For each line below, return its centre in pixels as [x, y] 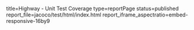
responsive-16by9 [28, 21]
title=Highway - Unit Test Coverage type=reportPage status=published [93, 9]
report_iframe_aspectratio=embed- [145, 15]
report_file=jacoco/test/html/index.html [54, 15]
